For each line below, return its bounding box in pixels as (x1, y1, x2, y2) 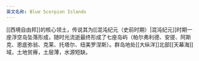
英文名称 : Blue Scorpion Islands (6, 8, 87, 15)
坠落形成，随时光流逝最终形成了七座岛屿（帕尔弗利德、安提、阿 (27, 33, 186, 41)
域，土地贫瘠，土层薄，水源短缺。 (6, 48, 91, 56)
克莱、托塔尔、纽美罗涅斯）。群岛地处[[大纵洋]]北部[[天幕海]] (43, 41, 194, 48)
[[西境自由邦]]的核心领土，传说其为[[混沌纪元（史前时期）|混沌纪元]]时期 (6, 26, 188, 33)
